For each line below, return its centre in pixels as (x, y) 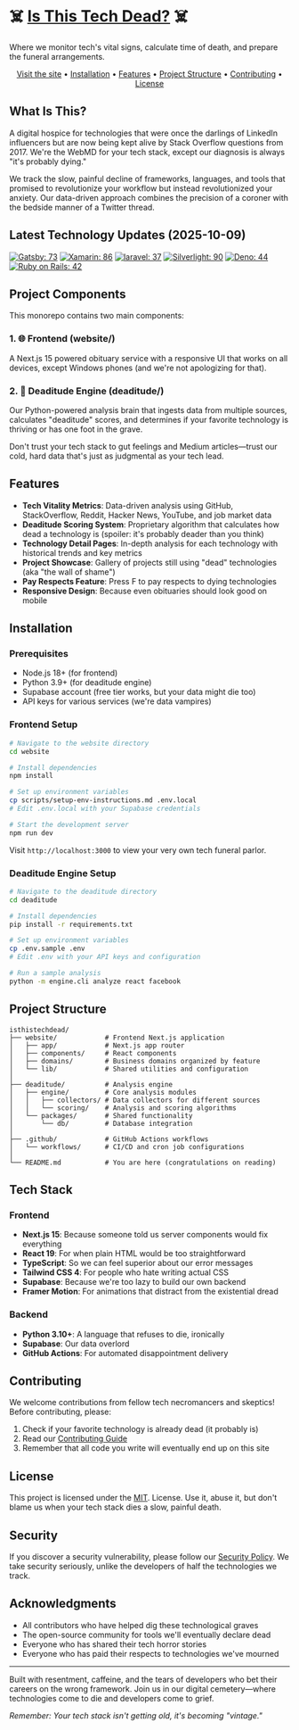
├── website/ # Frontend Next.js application (117, 1038)
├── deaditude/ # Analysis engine (91, 1084)
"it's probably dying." (48, 161)
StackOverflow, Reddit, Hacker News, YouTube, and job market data (147, 515)
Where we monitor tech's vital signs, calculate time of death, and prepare (144, 47)
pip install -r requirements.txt (71, 924)
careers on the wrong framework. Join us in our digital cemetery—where (142, 1689)
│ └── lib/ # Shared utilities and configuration (129, 1069)
